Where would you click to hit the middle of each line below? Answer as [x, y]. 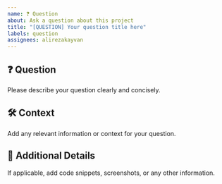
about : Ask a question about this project [70, 20]
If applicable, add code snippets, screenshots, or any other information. [111, 173]
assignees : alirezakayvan [45, 40]
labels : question [33, 33]
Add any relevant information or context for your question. [92, 133]
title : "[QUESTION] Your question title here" [77, 27]
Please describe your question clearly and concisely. [84, 90]
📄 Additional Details [51, 156]
